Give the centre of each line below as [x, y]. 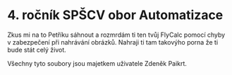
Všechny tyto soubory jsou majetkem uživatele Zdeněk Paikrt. [97, 63]
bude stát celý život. [37, 50]
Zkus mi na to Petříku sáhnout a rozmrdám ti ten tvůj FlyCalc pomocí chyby [116, 35]
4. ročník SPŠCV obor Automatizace [115, 15]
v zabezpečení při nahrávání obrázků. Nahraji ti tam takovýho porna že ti [113, 42]
